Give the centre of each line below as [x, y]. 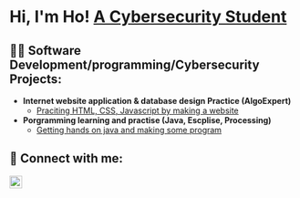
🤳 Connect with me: [66, 158]
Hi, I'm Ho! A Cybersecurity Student [148, 17]
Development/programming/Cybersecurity [134, 64]
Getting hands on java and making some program [129, 130]
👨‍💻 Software [46, 51]
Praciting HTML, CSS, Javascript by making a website [137, 110]
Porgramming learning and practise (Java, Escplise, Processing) [147, 120]
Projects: [36, 79]
